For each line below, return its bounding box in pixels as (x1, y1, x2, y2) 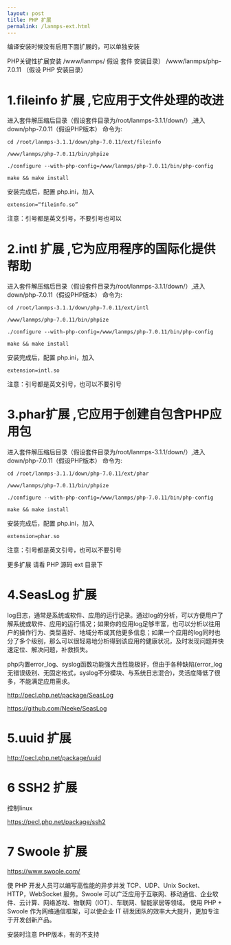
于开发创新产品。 (7, 915, 56, 924)
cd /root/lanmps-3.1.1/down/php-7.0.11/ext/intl (7, 304, 149, 311)
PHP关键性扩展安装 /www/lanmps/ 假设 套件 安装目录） (7, 57, 165, 65)
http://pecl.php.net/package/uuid (7, 754, 102, 762)
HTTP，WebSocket (7, 889, 62, 898)
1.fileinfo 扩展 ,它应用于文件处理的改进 (7, 92, 225, 108)
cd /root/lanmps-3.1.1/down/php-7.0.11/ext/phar (7, 470, 149, 478)
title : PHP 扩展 (7, 16, 52, 23)
